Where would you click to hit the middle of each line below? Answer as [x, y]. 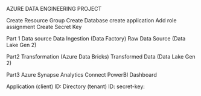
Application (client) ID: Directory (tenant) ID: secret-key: [75, 86]
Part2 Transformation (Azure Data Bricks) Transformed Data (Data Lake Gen [101, 56]
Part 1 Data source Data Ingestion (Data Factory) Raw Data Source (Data [96, 38]
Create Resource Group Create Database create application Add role [91, 20]
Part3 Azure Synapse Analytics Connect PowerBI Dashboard [81, 75]
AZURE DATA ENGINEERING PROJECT [54, 9]
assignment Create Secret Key [44, 27]
